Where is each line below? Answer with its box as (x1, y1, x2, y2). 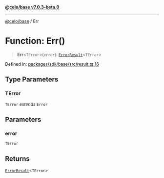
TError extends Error (5, 101, 48, 107)
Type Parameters (5, 76, 59, 84)
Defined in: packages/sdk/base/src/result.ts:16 (5, 61, 99, 67)
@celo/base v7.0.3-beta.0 (5, 4, 60, 10)
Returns (5, 154, 30, 163)
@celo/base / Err (5, 18, 39, 24)
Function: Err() (5, 35, 65, 47)
